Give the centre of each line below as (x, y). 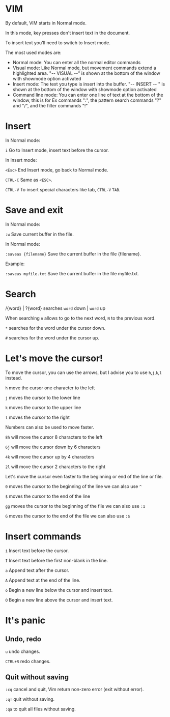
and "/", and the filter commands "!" (50, 105)
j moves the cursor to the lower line (43, 397)
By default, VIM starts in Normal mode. (46, 23)
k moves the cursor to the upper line (43, 407)
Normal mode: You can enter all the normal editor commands (77, 62)
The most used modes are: (34, 52)
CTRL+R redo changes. (28, 661)
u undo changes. (23, 651)
